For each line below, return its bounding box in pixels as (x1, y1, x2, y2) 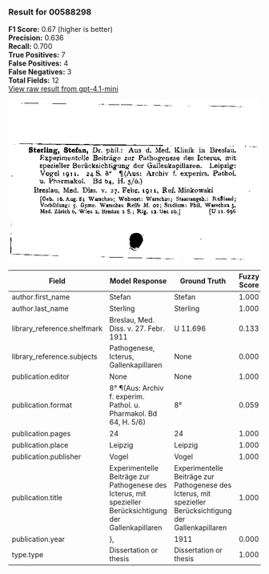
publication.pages (11, 428, 71, 438)
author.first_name (11, 292, 70, 302)
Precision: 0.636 (8, 33, 64, 42)
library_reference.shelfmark (11, 323, 102, 334)
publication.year (11, 534, 66, 544)
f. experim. (109, 391, 145, 401)
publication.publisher (11, 452, 82, 462)
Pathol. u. (109, 399, 140, 410)
